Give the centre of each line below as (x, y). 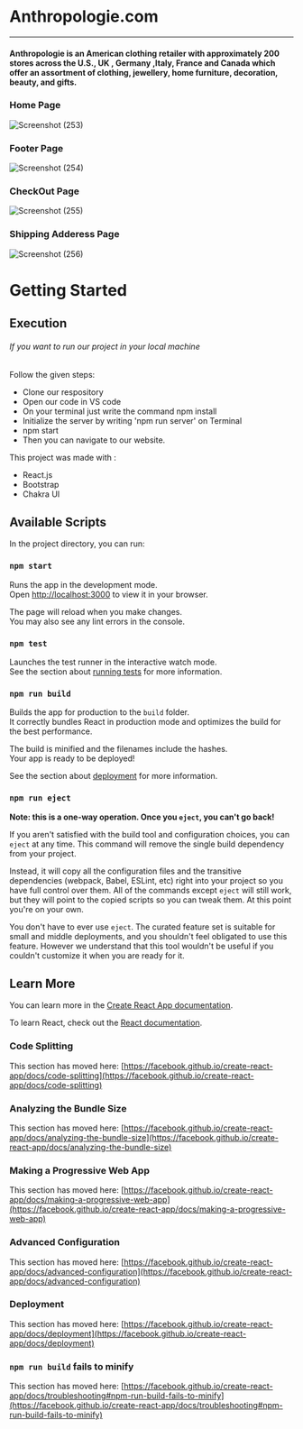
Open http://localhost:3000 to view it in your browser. (109, 594)
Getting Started (69, 290)
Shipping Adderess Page (64, 234)
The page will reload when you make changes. (96, 611)
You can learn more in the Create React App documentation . (121, 1005)
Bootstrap (41, 484)
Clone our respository (63, 392)
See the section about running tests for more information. (116, 671)
